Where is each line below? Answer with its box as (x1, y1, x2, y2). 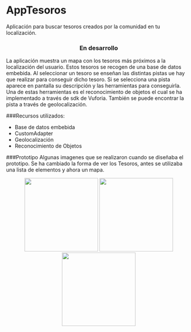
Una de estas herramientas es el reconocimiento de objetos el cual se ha (6, 89, 182, 96)
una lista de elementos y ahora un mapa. (6, 166, 105, 173)
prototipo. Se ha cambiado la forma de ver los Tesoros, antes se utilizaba (6, 160, 183, 167)
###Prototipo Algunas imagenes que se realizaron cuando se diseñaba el (6, 154, 184, 161)
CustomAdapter (14, 130, 53, 137)
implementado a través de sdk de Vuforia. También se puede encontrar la (6, 95, 184, 102)
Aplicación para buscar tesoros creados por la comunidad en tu (6, 23, 160, 30)
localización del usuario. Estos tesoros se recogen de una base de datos (6, 63, 182, 71)
